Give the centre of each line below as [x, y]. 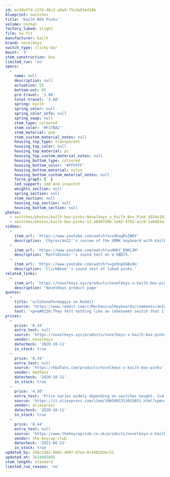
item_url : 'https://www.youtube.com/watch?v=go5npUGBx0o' [77, 264]
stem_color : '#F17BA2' [38, 128]
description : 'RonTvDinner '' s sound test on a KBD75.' [73, 255]
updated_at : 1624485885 [30, 457]
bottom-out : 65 [30, 90]
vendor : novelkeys [34, 340]
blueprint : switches [27, 15]
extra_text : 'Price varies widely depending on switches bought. [85, 396]
